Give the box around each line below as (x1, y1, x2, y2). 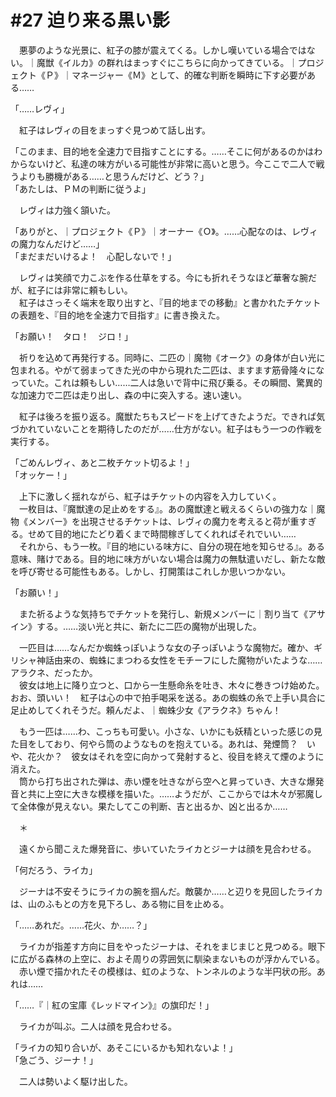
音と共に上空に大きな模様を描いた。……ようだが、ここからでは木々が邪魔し (10, 787, 323, 800)
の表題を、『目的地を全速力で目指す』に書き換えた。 (10, 309, 225, 321)
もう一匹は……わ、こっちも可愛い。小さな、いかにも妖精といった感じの (18, 725, 314, 737)
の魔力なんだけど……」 (10, 237, 105, 250)
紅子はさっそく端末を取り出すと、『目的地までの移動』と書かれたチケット (18, 296, 322, 308)
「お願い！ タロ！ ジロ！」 (10, 330, 133, 342)
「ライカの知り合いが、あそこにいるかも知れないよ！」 (10, 1041, 238, 1053)
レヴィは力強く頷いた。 (18, 204, 116, 216)
